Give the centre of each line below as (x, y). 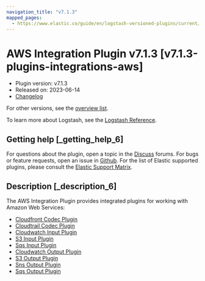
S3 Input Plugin (34, 238)
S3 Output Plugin (37, 258)
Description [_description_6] (62, 186)
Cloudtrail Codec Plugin (45, 225)
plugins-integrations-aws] (75, 66)
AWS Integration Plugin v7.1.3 (82, 53)
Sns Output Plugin (38, 265)
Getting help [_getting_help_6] (65, 139)
